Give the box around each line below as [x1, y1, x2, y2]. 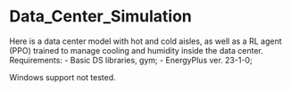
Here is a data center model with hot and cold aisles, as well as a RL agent [9, 36, 282, 46]
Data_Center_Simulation [9, 6, 192, 27]
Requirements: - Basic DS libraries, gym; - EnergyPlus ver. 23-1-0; [9, 54, 253, 65]
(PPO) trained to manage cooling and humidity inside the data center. [9, 45, 263, 55]
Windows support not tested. [9, 71, 116, 82]
